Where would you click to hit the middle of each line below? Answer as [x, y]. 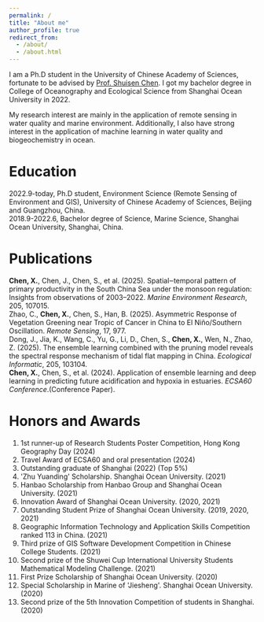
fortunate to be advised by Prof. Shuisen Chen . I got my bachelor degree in [130, 83]
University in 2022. [40, 100]
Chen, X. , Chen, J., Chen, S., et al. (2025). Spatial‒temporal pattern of [123, 280]
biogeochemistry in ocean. [52, 140]
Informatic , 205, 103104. [48, 364]
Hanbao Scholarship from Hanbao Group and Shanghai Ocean [121, 484]
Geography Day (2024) [58, 451]
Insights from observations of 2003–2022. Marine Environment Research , [128, 297]
